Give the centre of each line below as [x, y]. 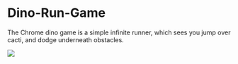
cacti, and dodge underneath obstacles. [66, 39]
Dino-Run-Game [57, 13]
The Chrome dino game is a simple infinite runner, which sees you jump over [119, 32]
